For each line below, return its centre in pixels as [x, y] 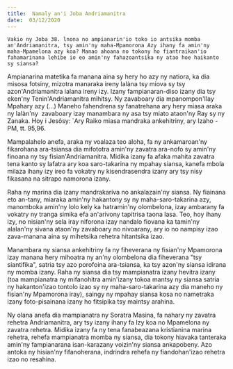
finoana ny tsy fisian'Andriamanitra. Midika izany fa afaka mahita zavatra [111, 156]
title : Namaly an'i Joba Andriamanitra [67, 14]
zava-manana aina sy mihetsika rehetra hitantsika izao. [86, 236]
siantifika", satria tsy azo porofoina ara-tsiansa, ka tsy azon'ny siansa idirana [117, 264]
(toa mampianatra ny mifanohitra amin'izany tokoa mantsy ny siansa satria [114, 279]
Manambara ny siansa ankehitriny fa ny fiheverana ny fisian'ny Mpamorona [115, 249]
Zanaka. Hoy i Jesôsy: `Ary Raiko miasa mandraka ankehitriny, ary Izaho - [113, 121]
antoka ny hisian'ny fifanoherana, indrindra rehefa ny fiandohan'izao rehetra [116, 352]
